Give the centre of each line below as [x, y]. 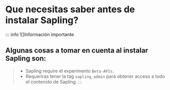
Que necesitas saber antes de [70, 9]
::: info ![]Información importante [40, 34]
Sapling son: [26, 59]
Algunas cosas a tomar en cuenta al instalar [77, 50]
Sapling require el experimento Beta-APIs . [70, 71]
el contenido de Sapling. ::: [54, 82]
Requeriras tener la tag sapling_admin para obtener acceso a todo [95, 76]
